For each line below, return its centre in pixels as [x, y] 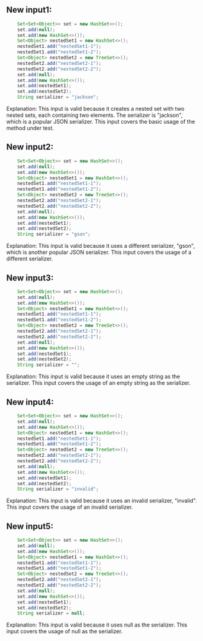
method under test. [30, 128]
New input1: [29, 10]
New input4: [30, 402]
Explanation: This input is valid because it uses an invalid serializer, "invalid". [101, 501]
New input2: [30, 147]
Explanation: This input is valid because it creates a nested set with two [95, 109]
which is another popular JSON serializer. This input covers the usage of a [99, 252]
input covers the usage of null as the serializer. [65, 631]
